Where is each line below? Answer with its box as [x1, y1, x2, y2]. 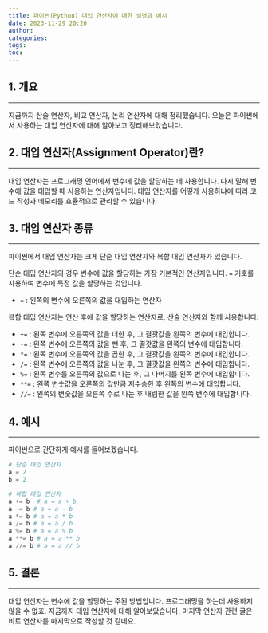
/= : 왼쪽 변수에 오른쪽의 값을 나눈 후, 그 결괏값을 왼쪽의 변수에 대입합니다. [19, 360, 250, 369]
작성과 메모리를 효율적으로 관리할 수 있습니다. [16, 196, 158, 206]
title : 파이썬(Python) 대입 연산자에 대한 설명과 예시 [8, 11, 167, 20]
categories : [8, 33, 48, 42]
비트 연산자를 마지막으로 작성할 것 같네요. [8, 615, 136, 626]
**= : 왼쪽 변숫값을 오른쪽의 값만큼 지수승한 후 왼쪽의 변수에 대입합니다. [19, 379, 242, 389]
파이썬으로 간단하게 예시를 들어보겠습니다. [8, 445, 139, 454]
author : [8, 26, 34, 34]
